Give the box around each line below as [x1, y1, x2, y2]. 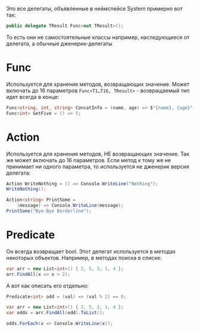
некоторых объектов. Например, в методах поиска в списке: [6, 254, 162, 261]
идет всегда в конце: [6, 93, 60, 100]
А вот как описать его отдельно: [6, 282, 89, 289]
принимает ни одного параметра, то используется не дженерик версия [6, 163, 189, 170]
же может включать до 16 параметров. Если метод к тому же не [6, 156, 171, 163]
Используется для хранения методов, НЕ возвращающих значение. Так [6, 150, 189, 157]
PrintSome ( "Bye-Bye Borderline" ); [6, 208, 92, 214]
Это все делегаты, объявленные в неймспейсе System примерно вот [6, 5, 183, 12]
